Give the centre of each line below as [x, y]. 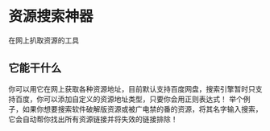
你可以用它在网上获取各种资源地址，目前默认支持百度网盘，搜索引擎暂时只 [132, 88]
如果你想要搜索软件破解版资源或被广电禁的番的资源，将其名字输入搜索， [142, 108]
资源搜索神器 [51, 16]
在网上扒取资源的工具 [44, 40]
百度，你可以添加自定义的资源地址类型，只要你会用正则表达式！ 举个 [129, 99]
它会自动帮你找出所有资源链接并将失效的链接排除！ [93, 119]
